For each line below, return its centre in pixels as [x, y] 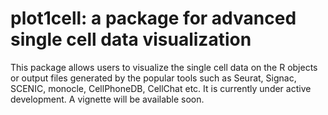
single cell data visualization [131, 39]
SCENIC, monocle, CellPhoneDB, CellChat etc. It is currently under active [161, 88]
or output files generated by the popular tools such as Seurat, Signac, [153, 78]
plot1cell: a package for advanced [153, 18]
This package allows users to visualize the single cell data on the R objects [164, 67]
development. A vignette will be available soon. [107, 99]
